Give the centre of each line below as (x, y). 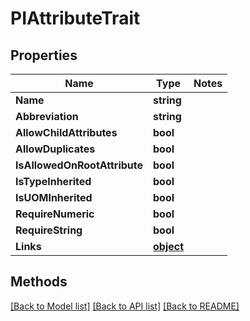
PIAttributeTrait (75, 18)
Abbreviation (47, 116)
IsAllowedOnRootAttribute (79, 165)
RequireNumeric (55, 214)
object (169, 246)
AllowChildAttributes (66, 132)
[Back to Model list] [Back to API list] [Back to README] (125, 306)
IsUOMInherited (54, 197)
